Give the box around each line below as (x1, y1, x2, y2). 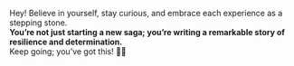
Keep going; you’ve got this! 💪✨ (9, 46, 127, 57)
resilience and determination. (9, 36, 123, 47)
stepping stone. (9, 17, 68, 28)
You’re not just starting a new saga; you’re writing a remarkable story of (9, 27, 285, 37)
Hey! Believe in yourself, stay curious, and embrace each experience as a (9, 8, 283, 18)
